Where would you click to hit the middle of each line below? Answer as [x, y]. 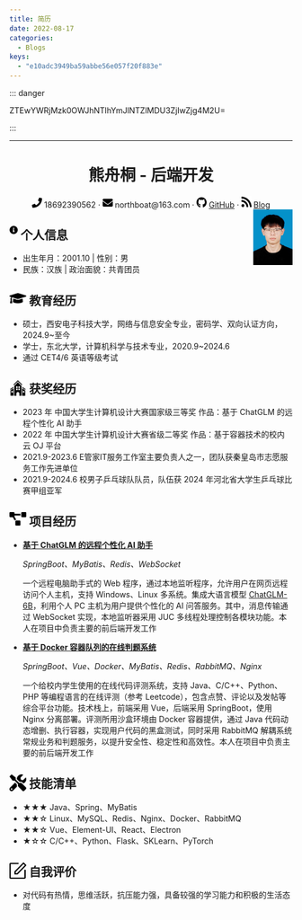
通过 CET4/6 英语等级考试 [70, 358]
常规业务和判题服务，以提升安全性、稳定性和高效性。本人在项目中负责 [152, 741]
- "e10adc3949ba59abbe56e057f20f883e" [90, 66]
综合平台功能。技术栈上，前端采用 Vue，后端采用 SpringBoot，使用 [147, 708]
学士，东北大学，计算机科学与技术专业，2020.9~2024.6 [126, 347]
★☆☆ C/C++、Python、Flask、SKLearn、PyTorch [118, 841]
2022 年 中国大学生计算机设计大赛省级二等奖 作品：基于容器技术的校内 [154, 434]
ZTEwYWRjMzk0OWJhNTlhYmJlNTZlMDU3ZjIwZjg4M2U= [118, 111]
